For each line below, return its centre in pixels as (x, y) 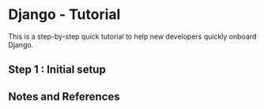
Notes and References (64, 96)
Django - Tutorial (64, 15)
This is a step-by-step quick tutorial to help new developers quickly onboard (132, 36)
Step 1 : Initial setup (57, 70)
